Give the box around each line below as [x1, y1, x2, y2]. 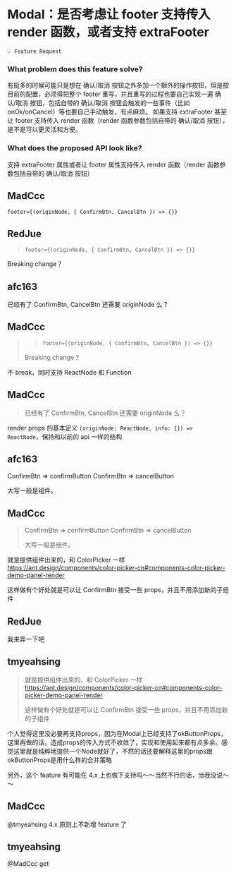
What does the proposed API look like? [7, 143, 142, 153]
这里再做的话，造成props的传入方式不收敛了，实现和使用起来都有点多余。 [7, 738, 222, 747]
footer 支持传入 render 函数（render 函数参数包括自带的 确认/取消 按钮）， [15, 116, 229, 125]
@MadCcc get [7, 859, 49, 868]
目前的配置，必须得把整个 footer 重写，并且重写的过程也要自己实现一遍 [7, 90, 213, 99]
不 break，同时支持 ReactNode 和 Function [7, 368, 132, 376]
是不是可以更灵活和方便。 [7, 125, 82, 134]
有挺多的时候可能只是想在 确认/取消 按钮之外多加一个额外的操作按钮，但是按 [7, 81, 229, 90]
